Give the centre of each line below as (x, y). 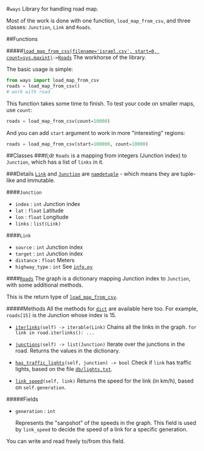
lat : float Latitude (39, 211)
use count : (19, 110)
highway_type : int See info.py (54, 267)
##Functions (22, 39)
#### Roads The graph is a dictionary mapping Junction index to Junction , (98, 279)
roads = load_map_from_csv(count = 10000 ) (58, 121)
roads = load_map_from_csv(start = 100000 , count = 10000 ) (77, 144)
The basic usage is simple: (40, 69)
